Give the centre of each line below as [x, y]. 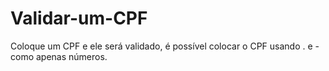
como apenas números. [59, 56]
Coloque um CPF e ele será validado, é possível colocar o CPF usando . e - [165, 46]
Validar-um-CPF [79, 18]
